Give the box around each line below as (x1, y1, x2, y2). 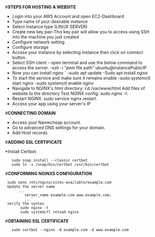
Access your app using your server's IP (12, 101, 91, 106)
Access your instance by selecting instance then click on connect (12, 49, 143, 55)
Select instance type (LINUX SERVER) (12, 24, 88, 30)
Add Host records (12, 130, 47, 135)
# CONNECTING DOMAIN (5, 110, 56, 116)
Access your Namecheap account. (12, 119, 81, 125)
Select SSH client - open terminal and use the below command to (12, 60, 143, 65)
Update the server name (7, 184, 55, 189)
